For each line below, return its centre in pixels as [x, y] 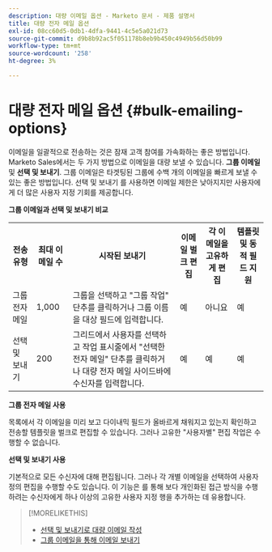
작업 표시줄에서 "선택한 [124, 346]
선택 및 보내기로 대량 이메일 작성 [91, 529]
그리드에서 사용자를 [107, 334]
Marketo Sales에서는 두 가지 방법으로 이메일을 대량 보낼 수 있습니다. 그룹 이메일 [134, 162]
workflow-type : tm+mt [45, 46]
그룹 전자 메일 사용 [37, 405]
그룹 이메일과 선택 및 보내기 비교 [58, 209]
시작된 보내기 [122, 256]
